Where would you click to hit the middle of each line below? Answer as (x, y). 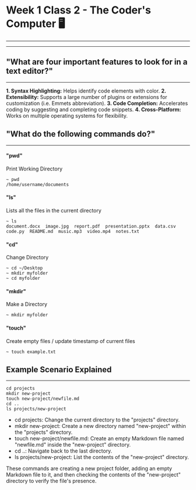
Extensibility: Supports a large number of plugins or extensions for (87, 97)
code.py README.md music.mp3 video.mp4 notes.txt (73, 231)
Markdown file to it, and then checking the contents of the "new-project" (93, 475)
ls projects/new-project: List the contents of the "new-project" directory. (102, 457)
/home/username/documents (37, 184)
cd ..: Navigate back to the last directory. (63, 451)
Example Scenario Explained (59, 369)
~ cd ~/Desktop (24, 268)
